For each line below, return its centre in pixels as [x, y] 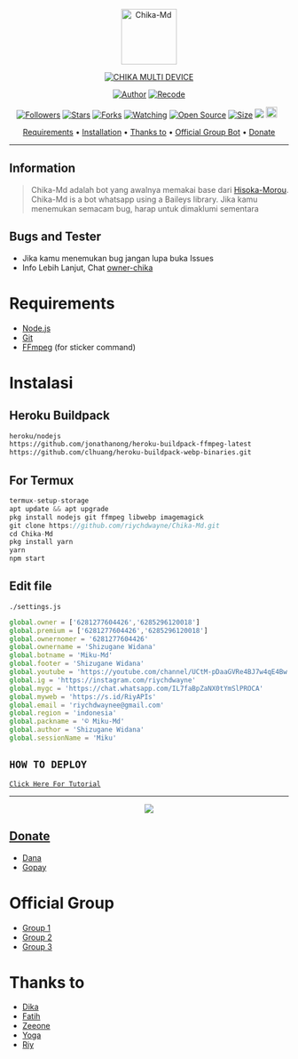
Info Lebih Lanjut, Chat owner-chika [87, 268]
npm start [27, 559]
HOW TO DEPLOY [48, 765]
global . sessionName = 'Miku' [63, 738]
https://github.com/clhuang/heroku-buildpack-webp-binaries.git [130, 453]
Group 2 [37, 937]
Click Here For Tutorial [55, 784]
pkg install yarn [41, 542]
